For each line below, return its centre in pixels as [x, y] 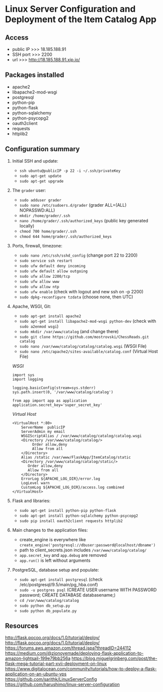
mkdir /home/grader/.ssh [45, 216]
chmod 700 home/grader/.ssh [48, 231]
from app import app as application [49, 401]
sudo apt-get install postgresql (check [61, 579]
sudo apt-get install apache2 [50, 316]
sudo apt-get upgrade [41, 181]
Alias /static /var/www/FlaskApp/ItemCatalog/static [76, 457]
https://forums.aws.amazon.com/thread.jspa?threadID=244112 [68, 648]
